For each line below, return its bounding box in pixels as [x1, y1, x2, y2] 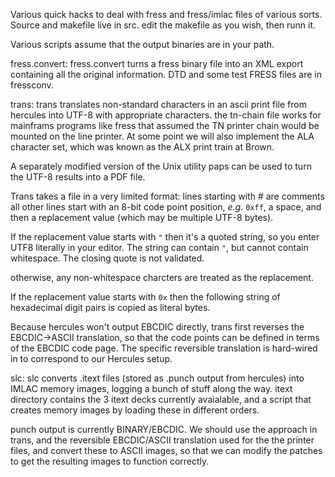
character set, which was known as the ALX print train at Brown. [10, 141, 275, 153]
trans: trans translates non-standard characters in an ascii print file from [10, 99, 307, 110]
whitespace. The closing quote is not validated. [10, 252, 205, 264]
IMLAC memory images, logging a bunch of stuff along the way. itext [10, 383, 293, 394]
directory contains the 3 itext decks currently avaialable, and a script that [10, 394, 312, 405]
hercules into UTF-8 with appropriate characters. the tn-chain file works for [10, 109, 322, 121]
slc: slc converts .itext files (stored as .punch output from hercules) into [10, 372, 305, 384]
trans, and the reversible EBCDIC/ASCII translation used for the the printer [10, 434, 315, 446]
